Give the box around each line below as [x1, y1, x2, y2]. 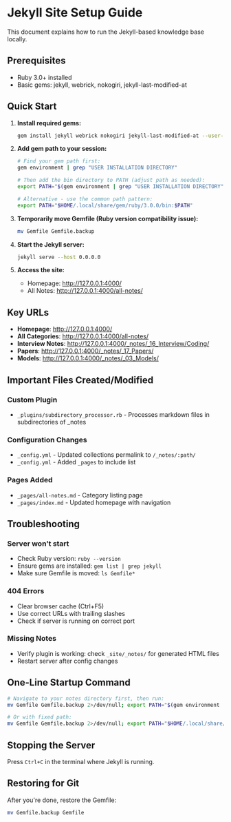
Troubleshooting [7, 518, 80, 530]
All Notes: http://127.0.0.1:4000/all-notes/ [27, 287, 143, 295]
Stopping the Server [7, 739, 96, 751]
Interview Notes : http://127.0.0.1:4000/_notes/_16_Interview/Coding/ [16, 340, 210, 348]
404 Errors [7, 586, 45, 596]
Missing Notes [7, 634, 57, 644]
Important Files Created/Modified [7, 374, 154, 386]
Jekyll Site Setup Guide [7, 5, 143, 21]
